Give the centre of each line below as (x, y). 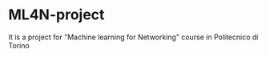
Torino (19, 45)
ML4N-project (56, 15)
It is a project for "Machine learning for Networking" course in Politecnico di (133, 37)
